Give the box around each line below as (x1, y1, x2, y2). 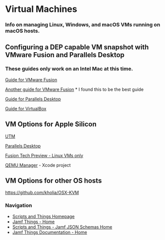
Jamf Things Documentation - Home (12, 229, 88, 235)
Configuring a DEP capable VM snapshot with (5, 43, 149, 51)
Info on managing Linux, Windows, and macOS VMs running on (5, 21, 161, 28)
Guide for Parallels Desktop (5, 96, 61, 102)
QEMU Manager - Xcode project (5, 162, 71, 168)
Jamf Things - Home (12, 219, 55, 225)
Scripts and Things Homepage (12, 213, 75, 219)
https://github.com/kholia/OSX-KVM (5, 190, 79, 196)
